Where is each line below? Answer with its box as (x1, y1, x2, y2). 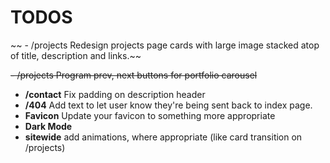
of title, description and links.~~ (10, 49, 142, 61)
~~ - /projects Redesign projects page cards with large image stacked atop (10, 39, 320, 51)
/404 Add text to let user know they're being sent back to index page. (24, 99, 313, 111)
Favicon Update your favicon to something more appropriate (24, 109, 276, 121)
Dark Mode (24, 120, 73, 132)
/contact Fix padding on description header (24, 88, 206, 100)
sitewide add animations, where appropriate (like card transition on (24, 131, 303, 143)
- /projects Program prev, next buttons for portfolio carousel (10, 69, 258, 81)
